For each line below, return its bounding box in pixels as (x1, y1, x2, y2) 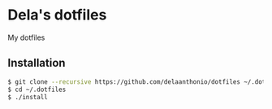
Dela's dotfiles (7, 6, 107, 24)
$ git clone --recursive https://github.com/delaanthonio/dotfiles (7, 77, 241, 86)
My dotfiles (7, 33, 45, 42)
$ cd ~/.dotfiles (7, 85, 67, 94)
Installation (7, 56, 66, 70)
